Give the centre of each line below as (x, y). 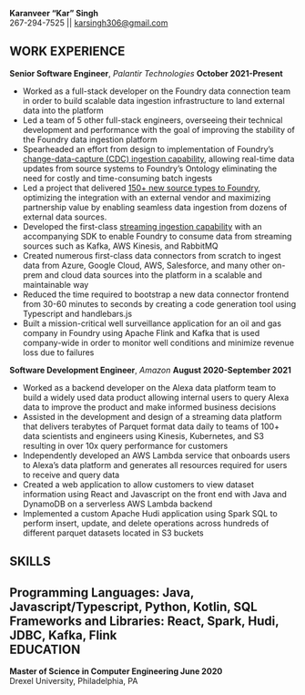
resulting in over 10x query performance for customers (125, 445)
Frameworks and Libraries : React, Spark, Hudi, (144, 621)
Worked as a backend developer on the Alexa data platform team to (149, 387)
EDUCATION (45, 649)
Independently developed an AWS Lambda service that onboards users (156, 455)
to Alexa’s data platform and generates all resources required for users (155, 465)
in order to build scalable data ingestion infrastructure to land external (153, 100)
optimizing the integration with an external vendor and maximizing (147, 197)
